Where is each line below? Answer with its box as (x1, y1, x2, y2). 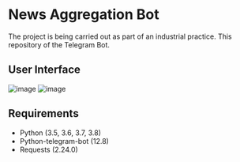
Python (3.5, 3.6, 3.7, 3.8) (19, 128, 101, 138)
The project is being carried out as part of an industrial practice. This (8, 32, 232, 41)
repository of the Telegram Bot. (8, 40, 111, 49)
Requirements (8, 107, 79, 120)
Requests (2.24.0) (19, 145, 79, 154)
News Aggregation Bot (8, 6, 159, 24)
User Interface (8, 63, 81, 77)
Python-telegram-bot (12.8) (19, 136, 109, 145)
